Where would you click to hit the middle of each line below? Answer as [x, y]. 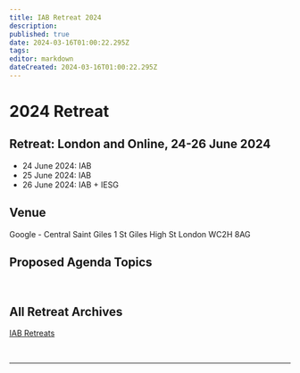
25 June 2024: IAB [57, 175]
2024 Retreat [59, 112]
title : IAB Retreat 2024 [55, 17]
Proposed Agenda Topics [81, 263]
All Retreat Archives [66, 312]
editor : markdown [42, 59]
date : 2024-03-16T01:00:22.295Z [69, 42]
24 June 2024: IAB [57, 165]
